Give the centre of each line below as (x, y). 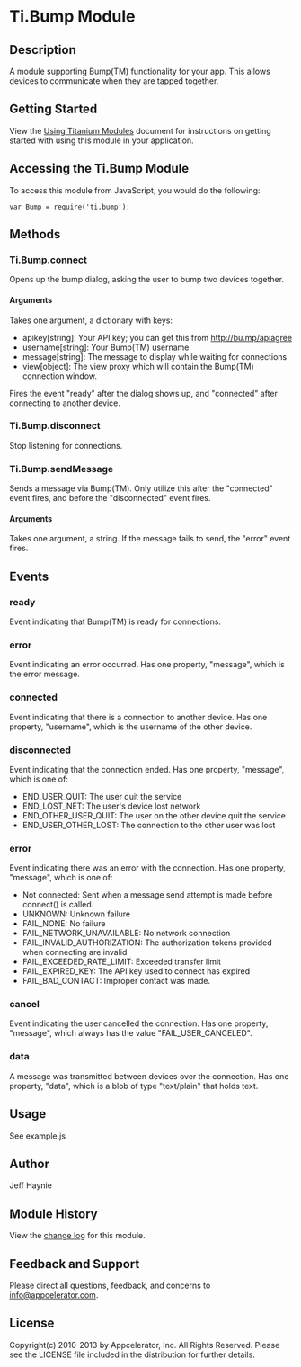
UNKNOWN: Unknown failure (76, 914)
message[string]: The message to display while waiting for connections (155, 356)
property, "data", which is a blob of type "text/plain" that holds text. (134, 1086)
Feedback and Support (75, 1264)
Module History (53, 1214)
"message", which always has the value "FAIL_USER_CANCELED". (131, 1033)
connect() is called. (58, 905)
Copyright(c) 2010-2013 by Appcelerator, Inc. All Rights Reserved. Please (145, 1345)
